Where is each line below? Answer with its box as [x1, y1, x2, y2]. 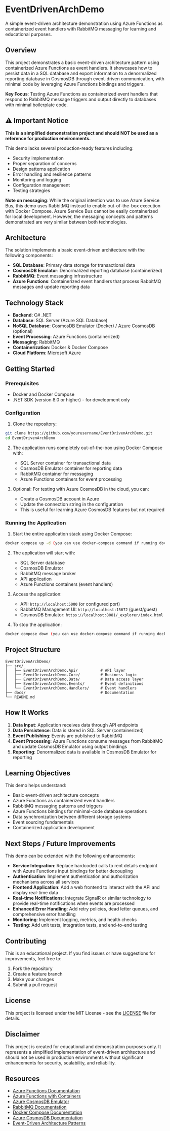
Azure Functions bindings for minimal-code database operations [12, 808, 147, 814]
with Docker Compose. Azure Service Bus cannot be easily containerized [5, 208, 158, 214]
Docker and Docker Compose [12, 391, 75, 397]
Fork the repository [12, 965, 53, 971]
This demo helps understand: [5, 782, 67, 789]
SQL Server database [20, 560, 65, 566]
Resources [5, 1075, 40, 1083]
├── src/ [5, 663, 24, 669]
